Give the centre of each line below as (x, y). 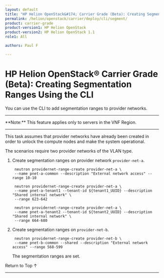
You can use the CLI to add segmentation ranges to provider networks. (76, 108)
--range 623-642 (31, 199)
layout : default (21, 10)
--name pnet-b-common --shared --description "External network (81, 243)
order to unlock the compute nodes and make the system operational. (75, 141)
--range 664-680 (31, 220)
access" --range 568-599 (37, 247)
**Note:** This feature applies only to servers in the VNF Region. (71, 122)
